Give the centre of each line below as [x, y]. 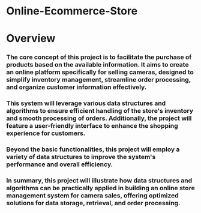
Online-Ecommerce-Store [72, 11]
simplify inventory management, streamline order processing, [98, 80]
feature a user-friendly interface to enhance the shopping [92, 126]
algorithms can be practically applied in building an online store [100, 188]
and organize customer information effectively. [76, 87]
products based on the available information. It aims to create [97, 65]
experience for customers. [46, 133]
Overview [31, 39]
